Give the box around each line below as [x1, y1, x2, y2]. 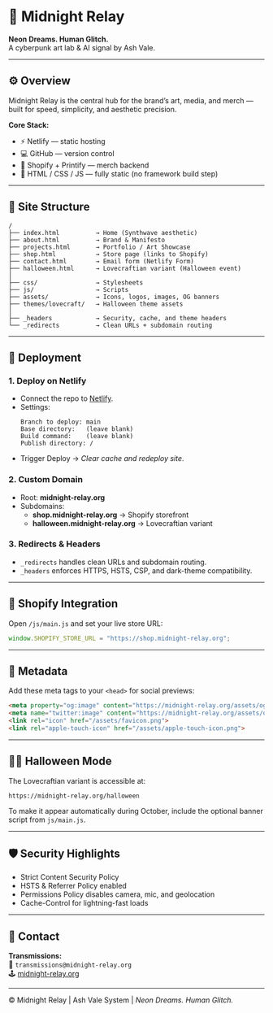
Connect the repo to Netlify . [19, 393, 114, 403]
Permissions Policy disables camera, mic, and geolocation [19, 889, 215, 899]
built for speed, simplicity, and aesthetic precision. [8, 104, 177, 114]
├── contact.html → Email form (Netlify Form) [8, 257, 195, 265]
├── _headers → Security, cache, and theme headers [8, 314, 227, 322]
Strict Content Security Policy [19, 872, 119, 882]
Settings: [19, 402, 50, 412]
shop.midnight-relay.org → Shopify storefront [32, 510, 189, 520]
